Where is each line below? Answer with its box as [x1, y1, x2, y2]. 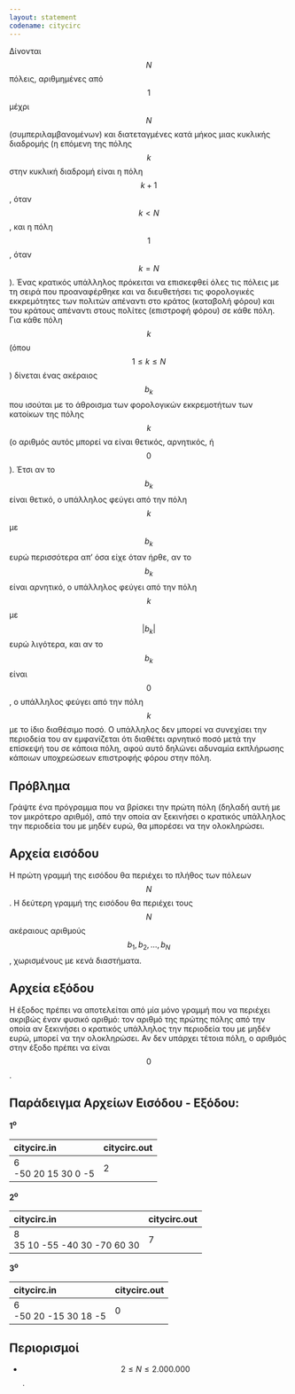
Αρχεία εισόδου [9, 846, 99, 861]
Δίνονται [9, 45, 42, 56]
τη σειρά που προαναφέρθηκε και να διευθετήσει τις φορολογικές [9, 286, 255, 297]
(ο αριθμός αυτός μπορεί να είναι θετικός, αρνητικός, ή [9, 436, 214, 448]
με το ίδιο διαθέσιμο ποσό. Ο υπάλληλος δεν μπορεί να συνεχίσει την [9, 724, 268, 735]
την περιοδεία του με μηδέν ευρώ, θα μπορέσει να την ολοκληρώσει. [9, 821, 265, 832]
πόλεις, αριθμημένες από [9, 73, 104, 84]
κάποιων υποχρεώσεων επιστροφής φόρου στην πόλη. [9, 753, 212, 764]
